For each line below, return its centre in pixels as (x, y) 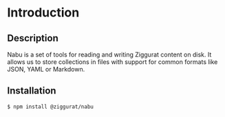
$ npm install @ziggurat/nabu (51, 107)
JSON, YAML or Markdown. (46, 69)
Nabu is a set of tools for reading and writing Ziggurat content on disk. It (109, 54)
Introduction (43, 13)
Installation (32, 91)
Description (33, 38)
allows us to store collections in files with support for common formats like (112, 62)
